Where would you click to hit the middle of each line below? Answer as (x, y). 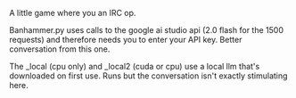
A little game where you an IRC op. (73, 13)
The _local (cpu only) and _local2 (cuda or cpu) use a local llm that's (135, 66)
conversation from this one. (60, 49)
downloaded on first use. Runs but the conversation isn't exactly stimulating (148, 76)
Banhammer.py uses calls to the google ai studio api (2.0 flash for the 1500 (146, 30)
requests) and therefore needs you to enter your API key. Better (126, 40)
